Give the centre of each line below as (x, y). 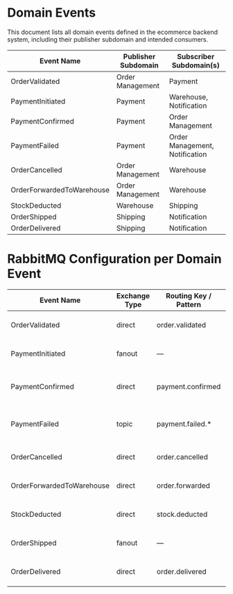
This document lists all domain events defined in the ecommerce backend (113, 32)
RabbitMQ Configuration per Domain (114, 259)
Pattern (189, 304)
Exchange (133, 295)
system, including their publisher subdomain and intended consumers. (108, 39)
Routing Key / (189, 295)
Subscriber (196, 56)
